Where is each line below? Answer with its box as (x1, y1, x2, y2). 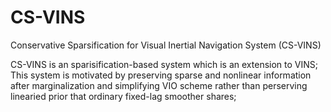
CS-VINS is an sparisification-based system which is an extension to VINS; (10, 58, 318, 70)
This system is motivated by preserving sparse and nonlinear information (10, 69, 312, 81)
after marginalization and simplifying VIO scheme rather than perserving (10, 79, 308, 91)
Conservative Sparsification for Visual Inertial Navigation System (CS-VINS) (10, 39, 322, 51)
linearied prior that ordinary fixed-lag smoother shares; (10, 90, 237, 102)
